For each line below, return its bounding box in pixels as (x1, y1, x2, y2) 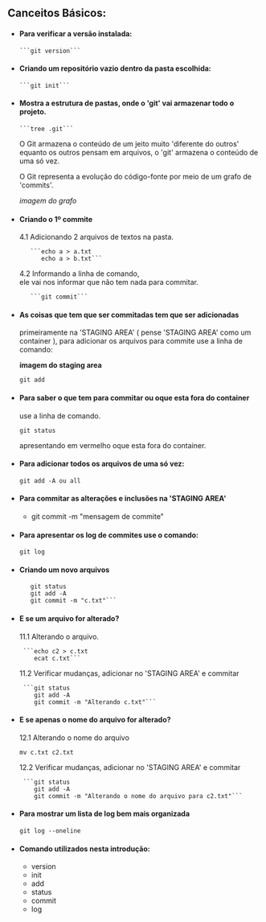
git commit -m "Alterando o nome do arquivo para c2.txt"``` (34, 792, 243, 800)
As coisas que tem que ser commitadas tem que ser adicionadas (18, 310, 239, 319)
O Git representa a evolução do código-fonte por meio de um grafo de (18, 172, 252, 181)
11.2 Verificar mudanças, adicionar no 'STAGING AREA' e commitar (18, 668, 239, 678)
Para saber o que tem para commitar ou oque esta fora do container (18, 393, 250, 402)
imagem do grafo (18, 196, 77, 205)
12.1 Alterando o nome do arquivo (18, 732, 130, 743)
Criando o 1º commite (18, 214, 93, 224)
